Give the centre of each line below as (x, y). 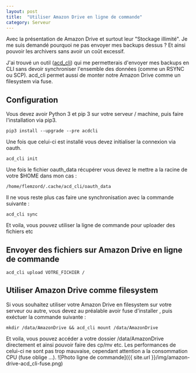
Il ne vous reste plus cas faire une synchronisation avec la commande (90, 197)
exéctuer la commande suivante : (46, 317)
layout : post (22, 11)
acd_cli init (22, 159)
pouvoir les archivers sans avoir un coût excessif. (66, 52)
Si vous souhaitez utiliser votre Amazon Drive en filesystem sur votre (89, 304)
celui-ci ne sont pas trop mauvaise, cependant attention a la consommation (97, 351)
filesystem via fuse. (30, 81)
